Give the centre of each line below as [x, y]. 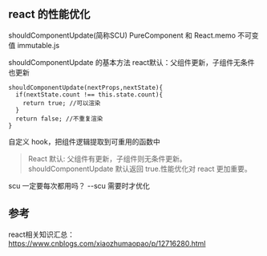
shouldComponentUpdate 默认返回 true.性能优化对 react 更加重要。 [140, 169]
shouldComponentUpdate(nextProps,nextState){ [85, 87]
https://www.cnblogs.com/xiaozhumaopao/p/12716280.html [107, 243]
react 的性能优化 [49, 14]
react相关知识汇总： [41, 234]
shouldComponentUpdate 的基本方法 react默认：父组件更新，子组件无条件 [131, 62]
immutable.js [38, 45]
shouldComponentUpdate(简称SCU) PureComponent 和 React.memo [122, 35]
